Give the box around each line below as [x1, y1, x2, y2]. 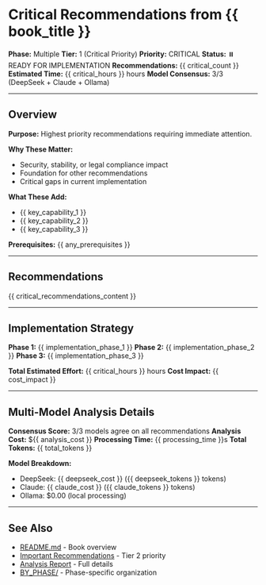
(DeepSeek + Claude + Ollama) [8, 77, 110, 87]
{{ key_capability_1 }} [19, 207, 87, 217]
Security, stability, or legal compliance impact [19, 160, 169, 169]
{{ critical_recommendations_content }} [8, 291, 137, 301]
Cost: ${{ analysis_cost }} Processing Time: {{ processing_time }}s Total [8, 435, 247, 445]
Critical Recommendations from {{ [8, 6, 239, 24]
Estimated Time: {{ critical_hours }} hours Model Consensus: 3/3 [8, 69, 224, 79]
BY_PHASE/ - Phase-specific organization [19, 568, 157, 577]
